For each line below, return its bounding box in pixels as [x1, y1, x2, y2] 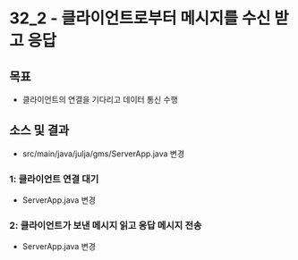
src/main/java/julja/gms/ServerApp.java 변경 [21, 148, 185, 159]
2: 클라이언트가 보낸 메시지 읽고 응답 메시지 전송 [9, 220, 202, 232]
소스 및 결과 [9, 122, 70, 138]
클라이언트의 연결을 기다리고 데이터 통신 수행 [21, 95, 179, 105]
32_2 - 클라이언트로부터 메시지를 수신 [9, 8, 271, 29]
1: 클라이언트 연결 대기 [9, 172, 99, 185]
